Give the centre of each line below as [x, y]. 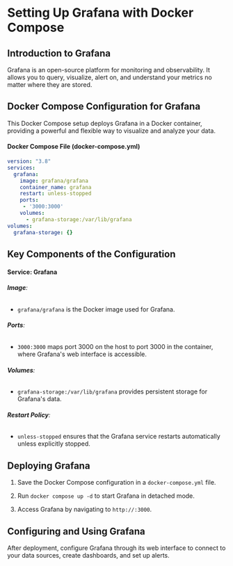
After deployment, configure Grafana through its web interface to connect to [116, 548]
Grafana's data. [39, 399]
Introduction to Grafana [59, 53]
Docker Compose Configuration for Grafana [104, 107]
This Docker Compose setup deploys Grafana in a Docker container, [105, 123]
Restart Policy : [29, 414]
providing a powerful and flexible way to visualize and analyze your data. [111, 131]
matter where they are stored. [50, 84]
